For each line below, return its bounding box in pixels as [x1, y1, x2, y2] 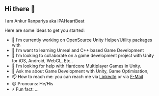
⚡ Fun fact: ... [11, 86, 39, 92]
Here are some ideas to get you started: [4, 27, 85, 33]
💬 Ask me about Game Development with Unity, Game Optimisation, [11, 68, 149, 74]
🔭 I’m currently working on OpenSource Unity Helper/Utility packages [11, 37, 153, 43]
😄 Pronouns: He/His [11, 80, 53, 86]
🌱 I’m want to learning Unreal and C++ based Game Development [11, 47, 144, 53]
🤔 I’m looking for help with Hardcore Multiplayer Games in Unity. [11, 63, 142, 69]
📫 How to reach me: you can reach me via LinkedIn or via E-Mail [11, 73, 143, 79]
